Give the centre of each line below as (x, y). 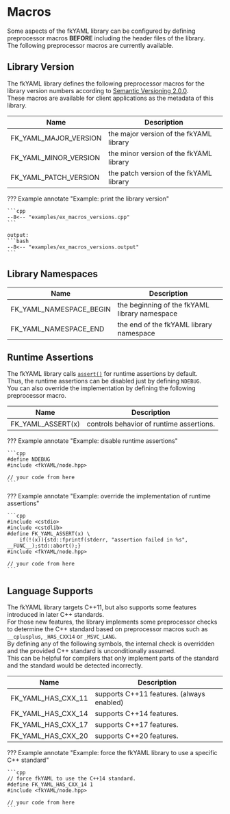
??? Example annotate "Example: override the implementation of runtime (109, 496)
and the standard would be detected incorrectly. (75, 665)
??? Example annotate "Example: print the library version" (88, 199)
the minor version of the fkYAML (160, 153)
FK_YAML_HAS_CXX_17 (49, 725)
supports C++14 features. (137, 714)
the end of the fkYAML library (165, 325)
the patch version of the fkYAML (160, 173)
